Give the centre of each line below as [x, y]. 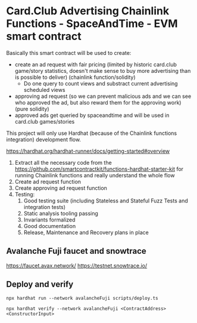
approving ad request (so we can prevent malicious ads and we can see [103, 96]
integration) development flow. [44, 139]
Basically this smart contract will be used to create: [69, 53]
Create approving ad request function [61, 188]
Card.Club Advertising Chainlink [88, 11]
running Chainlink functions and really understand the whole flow [95, 175]
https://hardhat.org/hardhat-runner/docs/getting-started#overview [88, 151]
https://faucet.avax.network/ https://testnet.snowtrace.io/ [77, 265]
